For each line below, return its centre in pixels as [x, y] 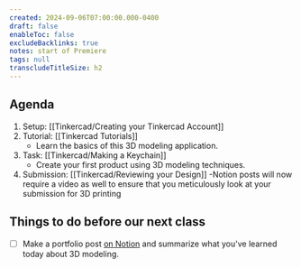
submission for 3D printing [72, 193]
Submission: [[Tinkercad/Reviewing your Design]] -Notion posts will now [157, 174]
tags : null [30, 60]
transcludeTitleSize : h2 [56, 69]
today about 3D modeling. [71, 254]
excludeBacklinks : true [54, 43]
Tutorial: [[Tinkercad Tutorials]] [80, 135]
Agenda [32, 105]
